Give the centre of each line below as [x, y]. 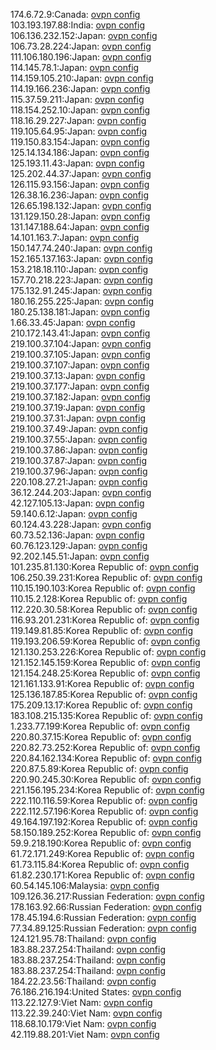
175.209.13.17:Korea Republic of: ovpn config [101, 705]
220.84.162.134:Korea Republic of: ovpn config [106, 758]
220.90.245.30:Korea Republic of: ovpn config [106, 779]
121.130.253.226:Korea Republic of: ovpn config [108, 652]
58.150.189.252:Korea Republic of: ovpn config [106, 832]
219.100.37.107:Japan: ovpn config [80, 365]
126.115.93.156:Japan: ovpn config [80, 184]
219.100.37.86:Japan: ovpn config [79, 450]
